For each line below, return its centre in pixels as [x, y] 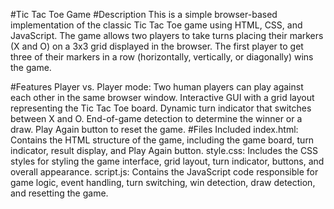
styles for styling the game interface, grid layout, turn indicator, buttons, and [167, 161]
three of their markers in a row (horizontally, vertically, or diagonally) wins [162, 57]
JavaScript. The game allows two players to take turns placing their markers [167, 35]
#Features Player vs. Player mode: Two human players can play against [157, 87]
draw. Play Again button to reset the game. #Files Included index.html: [154, 129]
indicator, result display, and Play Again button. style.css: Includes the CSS [164, 150]
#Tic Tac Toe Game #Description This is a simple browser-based [144, 14]
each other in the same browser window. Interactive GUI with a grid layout [162, 97]
